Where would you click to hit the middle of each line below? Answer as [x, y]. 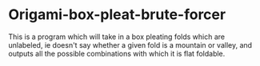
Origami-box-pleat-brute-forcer [117, 15]
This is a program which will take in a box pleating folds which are [117, 37]
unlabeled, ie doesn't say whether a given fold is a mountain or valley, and [130, 45]
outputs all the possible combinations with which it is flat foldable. [117, 53]
